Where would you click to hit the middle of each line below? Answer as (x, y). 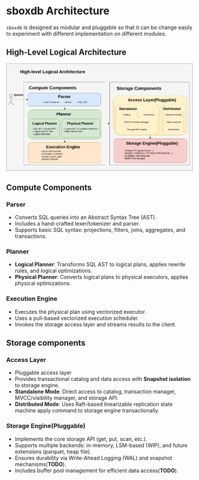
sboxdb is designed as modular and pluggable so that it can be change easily (99, 27)
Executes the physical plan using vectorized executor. (80, 311)
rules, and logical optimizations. (54, 271)
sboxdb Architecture (58, 11)
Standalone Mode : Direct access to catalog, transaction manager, (95, 392)
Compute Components (49, 187)
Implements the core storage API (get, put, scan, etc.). (81, 439)
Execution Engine (32, 299)
